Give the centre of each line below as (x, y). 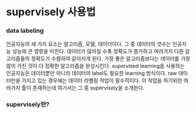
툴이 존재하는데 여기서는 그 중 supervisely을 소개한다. (83, 88)
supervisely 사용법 (51, 12)
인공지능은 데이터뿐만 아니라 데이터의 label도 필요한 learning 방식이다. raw (92, 73)
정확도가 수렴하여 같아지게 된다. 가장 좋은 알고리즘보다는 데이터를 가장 (111, 58)
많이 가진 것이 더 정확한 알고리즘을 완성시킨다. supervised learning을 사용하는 (96, 66)
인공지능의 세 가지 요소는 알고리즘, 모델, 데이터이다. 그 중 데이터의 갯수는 (89, 44)
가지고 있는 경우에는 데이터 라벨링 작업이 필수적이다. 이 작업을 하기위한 (102, 81)
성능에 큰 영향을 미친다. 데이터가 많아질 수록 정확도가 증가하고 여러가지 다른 (98, 51)
